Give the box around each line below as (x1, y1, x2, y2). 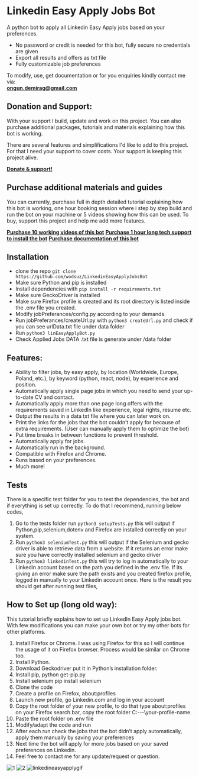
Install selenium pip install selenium (15, 677, 102, 684)
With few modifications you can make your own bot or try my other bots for (6, 621, 190, 628)
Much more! (15, 463, 45, 470)
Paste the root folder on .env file (15, 715, 94, 722)
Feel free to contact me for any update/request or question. (15, 753, 160, 760)
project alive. (6, 154, 38, 161)
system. (15, 533, 35, 539)
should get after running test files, (15, 583, 98, 589)
